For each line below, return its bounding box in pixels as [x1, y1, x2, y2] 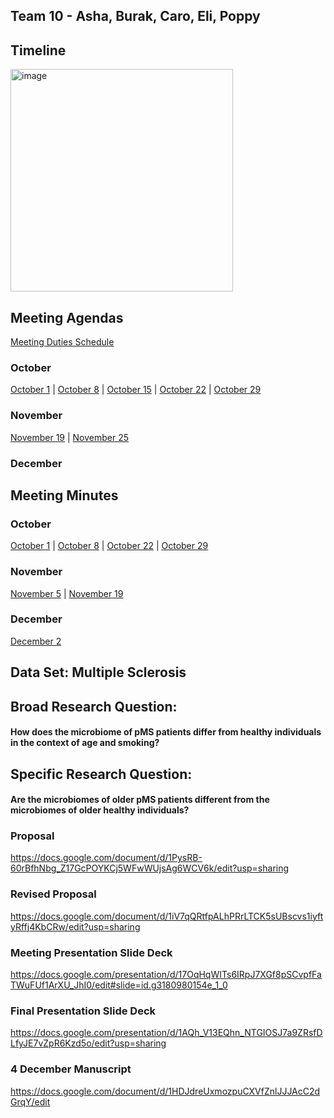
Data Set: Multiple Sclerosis [10, 664, 187, 681]
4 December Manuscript [10, 1062, 132, 1076]
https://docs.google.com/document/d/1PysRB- [10, 852, 203, 864]
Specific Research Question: [10, 765, 193, 783]
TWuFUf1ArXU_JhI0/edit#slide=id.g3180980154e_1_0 [10, 979, 228, 991]
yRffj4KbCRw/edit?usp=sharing [10, 920, 141, 933]
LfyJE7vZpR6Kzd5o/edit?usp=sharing [10, 1037, 167, 1049]
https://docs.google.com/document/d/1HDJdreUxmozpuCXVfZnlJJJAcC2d [10, 1085, 321, 1097]
